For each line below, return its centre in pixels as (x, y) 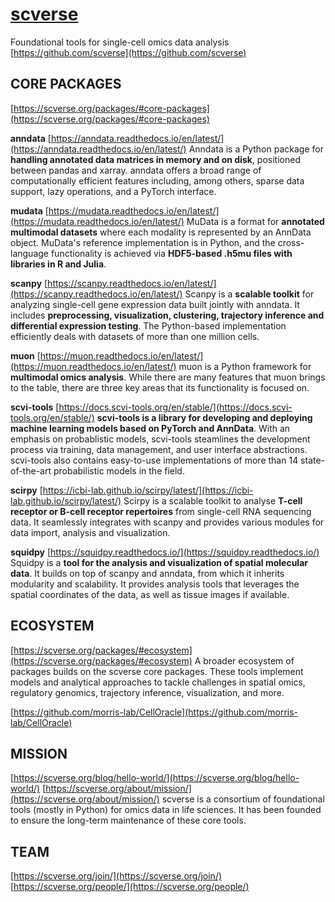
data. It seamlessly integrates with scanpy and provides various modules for (167, 522)
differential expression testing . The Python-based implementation (148, 325)
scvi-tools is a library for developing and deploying (204, 417)
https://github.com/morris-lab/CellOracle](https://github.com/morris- (156, 712)
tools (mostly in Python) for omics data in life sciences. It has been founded (166, 810)
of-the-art (31, 470)
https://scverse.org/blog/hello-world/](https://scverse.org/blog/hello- (156, 778)
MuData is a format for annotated (255, 221)
